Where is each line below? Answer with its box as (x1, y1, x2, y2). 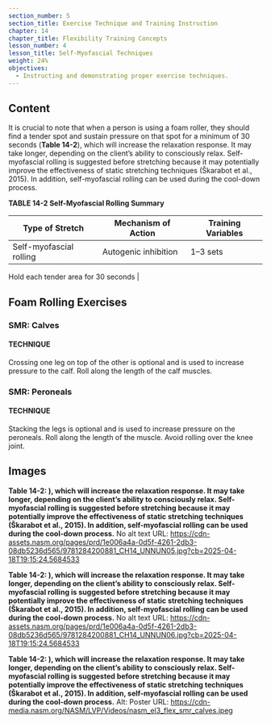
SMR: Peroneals (8, 386, 73, 397)
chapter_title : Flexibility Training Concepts (8, 34, 168, 43)
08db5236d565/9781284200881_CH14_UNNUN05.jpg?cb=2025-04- (8, 546, 237, 555)
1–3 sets (190, 247, 223, 258)
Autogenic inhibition (102, 247, 178, 258)
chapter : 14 (8, 27, 48, 35)
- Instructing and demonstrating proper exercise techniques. (15, 72, 229, 80)
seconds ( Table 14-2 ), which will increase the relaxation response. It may (8, 140, 252, 150)
